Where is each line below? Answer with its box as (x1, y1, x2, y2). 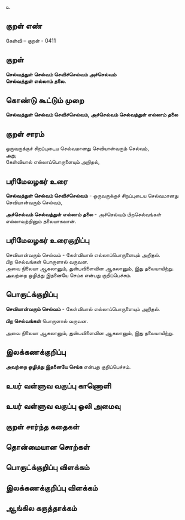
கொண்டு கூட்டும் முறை (5, 95, 84, 106)
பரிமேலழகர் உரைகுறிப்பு (5, 235, 89, 246)
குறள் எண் (5, 21, 43, 31)
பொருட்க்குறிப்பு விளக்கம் (5, 462, 90, 473)
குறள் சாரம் (5, 128, 44, 139)
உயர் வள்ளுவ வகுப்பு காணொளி (5, 381, 111, 391)
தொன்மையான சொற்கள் (5, 442, 90, 452)
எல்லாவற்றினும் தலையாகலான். (5, 217, 77, 225)
